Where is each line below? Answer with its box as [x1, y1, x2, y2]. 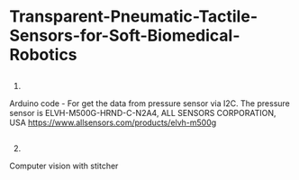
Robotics [9, 45, 78, 65]
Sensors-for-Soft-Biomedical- [9, 25, 240, 46]
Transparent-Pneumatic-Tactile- [9, 6, 258, 27]
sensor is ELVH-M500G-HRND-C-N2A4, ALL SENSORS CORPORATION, [9, 107, 276, 118]
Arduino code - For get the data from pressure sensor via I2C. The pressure [9, 97, 290, 109]
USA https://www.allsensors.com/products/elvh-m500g [9, 117, 217, 128]
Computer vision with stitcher [9, 160, 119, 171]
